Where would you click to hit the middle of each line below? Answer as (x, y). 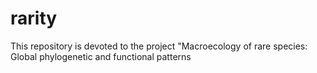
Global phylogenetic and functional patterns (101, 56)
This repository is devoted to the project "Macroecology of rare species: (159, 46)
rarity (34, 18)
